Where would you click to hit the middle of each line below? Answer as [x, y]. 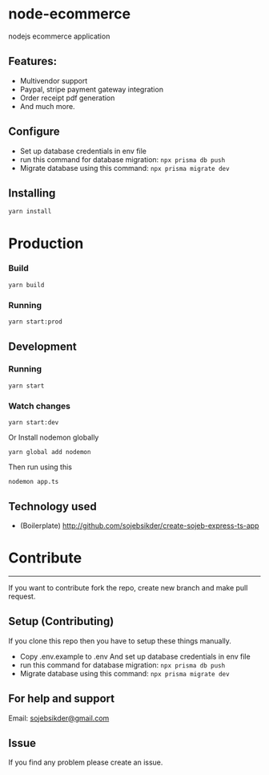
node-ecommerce [70, 14]
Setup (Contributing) [61, 621]
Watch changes [39, 406]
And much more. [47, 106]
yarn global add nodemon [50, 452]
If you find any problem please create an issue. [86, 762]
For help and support [61, 699]
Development [43, 346]
